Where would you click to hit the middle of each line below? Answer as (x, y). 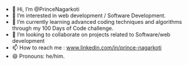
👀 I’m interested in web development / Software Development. (89, 16)
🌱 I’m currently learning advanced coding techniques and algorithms (97, 22)
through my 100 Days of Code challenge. (63, 28)
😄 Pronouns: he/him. (38, 56)
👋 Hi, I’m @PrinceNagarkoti (45, 9)
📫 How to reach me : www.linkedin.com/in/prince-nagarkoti (86, 47)
